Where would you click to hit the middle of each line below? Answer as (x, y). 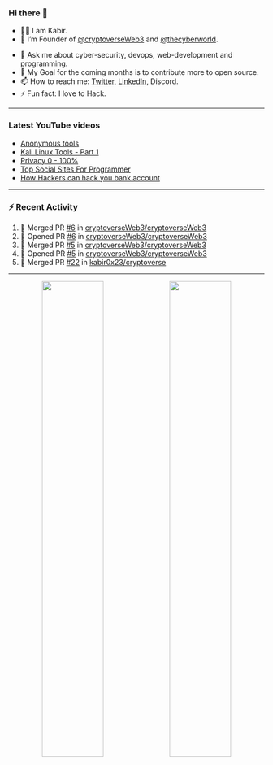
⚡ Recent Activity (43, 206)
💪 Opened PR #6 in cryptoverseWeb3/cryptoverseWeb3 (114, 236)
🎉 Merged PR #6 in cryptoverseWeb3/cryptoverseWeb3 (113, 228)
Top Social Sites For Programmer (76, 169)
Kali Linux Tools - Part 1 (59, 152)
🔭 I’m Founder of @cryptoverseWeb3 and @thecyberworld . (119, 39)
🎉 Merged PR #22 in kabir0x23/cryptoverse (93, 262)
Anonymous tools (50, 143)
